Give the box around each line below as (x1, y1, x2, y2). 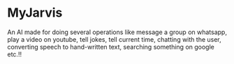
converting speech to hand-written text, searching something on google (7, 42, 214, 51)
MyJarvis (7, 5, 63, 21)
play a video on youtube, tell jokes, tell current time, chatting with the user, (7, 35, 221, 43)
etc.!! (7, 50, 22, 58)
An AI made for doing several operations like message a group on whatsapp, (7, 28, 227, 36)
